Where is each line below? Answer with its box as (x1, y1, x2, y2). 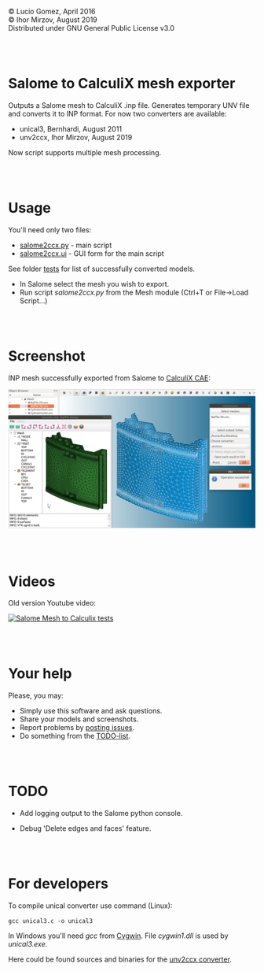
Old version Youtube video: (8, 599, 97, 608)
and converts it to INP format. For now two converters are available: (8, 109, 227, 118)
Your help (8, 665, 72, 683)
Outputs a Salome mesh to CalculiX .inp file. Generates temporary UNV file (8, 100, 250, 109)
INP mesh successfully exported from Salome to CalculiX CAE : (8, 373, 211, 383)
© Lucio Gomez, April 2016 (8, 7, 96, 16)
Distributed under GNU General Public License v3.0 (8, 24, 175, 32)
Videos (8, 573, 56, 590)
